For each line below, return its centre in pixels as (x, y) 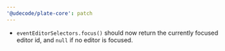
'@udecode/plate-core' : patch (50, 13)
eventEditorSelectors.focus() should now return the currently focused (117, 33)
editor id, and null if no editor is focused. (74, 40)
